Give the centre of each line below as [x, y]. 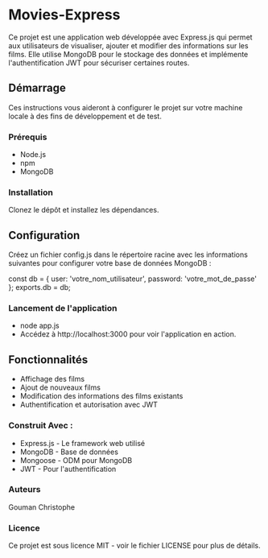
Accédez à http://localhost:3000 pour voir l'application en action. [128, 334]
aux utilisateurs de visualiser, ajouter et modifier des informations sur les [128, 45]
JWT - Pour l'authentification [68, 469]
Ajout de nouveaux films [60, 387]
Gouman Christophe [41, 507]
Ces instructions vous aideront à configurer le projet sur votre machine [126, 107]
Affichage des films [52, 379]
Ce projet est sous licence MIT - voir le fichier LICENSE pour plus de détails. [134, 546]
